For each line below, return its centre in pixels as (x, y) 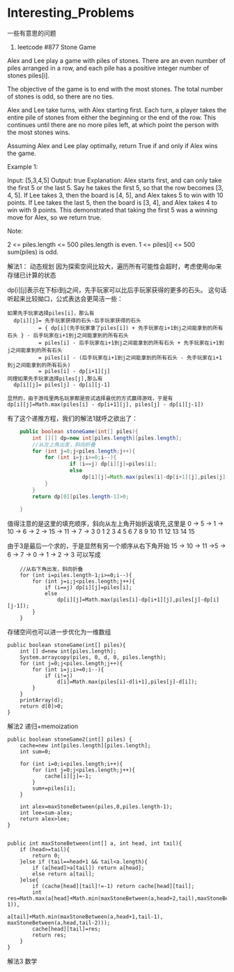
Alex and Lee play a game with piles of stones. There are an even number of (117, 60)
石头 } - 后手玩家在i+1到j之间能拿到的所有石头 (68, 335)
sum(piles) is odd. (33, 252)
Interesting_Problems (71, 13)
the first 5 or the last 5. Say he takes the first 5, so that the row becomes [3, (116, 187)
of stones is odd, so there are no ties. (61, 96)
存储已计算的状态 (32, 275)
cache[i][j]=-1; (68, 776)
